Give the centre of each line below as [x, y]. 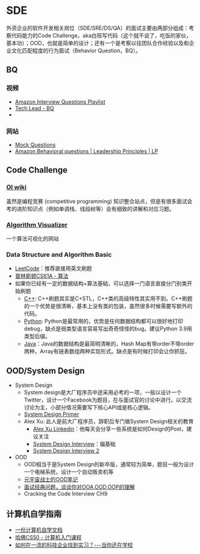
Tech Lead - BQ [34, 108]
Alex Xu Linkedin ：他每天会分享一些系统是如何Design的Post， [110, 429]
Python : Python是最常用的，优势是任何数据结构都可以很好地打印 [103, 321]
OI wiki [17, 187]
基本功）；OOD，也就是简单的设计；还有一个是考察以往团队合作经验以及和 [98, 43]
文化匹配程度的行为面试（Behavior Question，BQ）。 [76, 50]
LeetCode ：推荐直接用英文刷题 [53, 268]
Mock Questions [35, 145]
